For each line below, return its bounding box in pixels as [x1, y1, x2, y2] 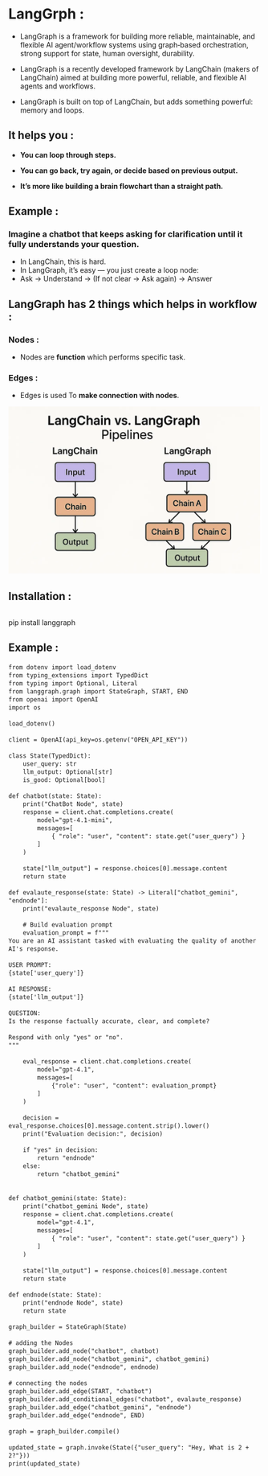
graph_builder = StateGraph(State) [8, 1322, 128, 1331]
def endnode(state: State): [8, 1290, 103, 1299]
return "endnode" [37, 1153, 95, 1162]
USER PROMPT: [8, 960, 52, 969]
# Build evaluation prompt [22, 920, 113, 929]
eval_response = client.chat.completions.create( [22, 1057, 193, 1066]
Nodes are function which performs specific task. [19, 352, 186, 362]
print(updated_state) [8, 1459, 81, 1468]
